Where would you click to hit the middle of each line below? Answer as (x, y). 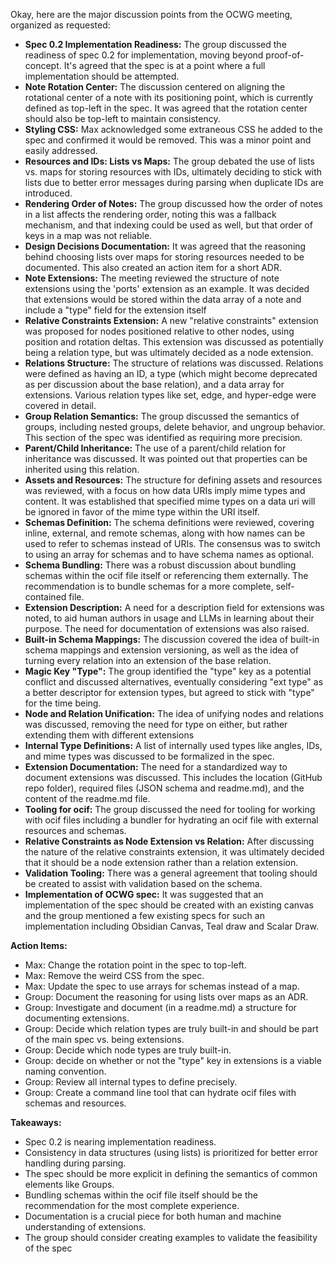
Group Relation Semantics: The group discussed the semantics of (162, 416)
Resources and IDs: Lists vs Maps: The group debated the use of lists (169, 161)
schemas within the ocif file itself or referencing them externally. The (166, 575)
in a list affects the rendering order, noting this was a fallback (150, 214)
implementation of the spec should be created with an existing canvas (169, 905)
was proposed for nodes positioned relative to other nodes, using (159, 331)
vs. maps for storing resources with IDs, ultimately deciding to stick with (173, 172)
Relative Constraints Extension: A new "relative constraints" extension (171, 320)
